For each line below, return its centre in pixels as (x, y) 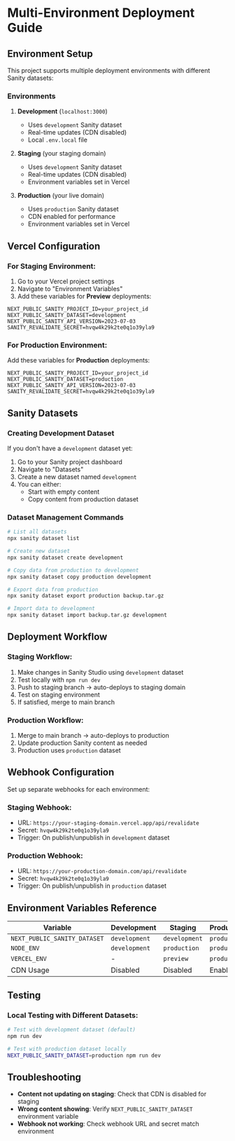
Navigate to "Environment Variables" (70, 288)
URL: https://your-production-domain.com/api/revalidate (102, 871)
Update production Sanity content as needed (82, 743)
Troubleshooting (44, 1077)
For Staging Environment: (52, 266)
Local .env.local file (57, 140)
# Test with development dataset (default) (72, 1029)
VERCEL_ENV (29, 959)
